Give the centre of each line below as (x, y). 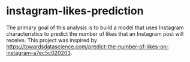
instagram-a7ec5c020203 (38, 52)
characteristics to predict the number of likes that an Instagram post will (95, 33)
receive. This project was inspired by (52, 40)
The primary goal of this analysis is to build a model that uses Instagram (95, 27)
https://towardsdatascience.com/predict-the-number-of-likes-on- (88, 46)
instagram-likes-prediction (75, 11)
